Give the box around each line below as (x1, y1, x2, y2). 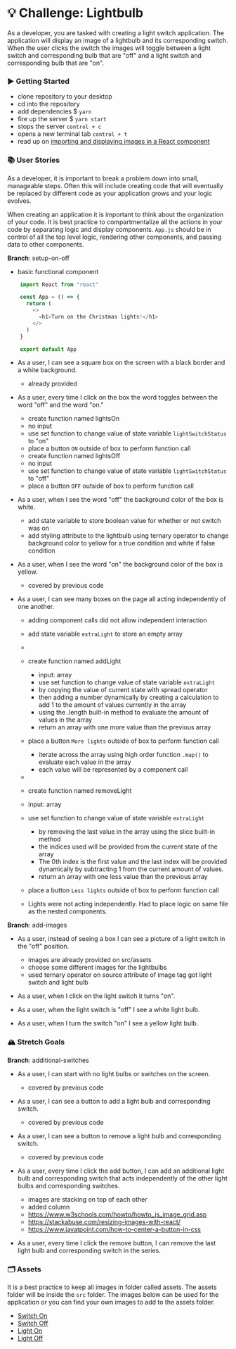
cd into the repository (17, 100, 80, 109)
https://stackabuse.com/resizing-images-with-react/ (27, 1217, 181, 1226)
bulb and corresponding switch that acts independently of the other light (17, 1174, 228, 1182)
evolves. (7, 196, 32, 205)
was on (27, 524, 49, 533)
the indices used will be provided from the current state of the (38, 842, 218, 851)
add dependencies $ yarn (17, 107, 92, 116)
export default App (20, 345, 77, 353)
